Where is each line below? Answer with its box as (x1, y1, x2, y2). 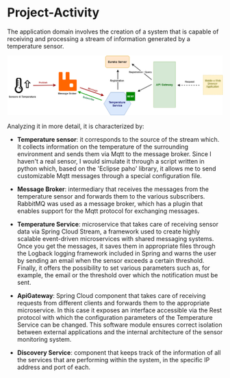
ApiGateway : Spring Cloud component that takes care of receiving (16, 292, 206, 300)
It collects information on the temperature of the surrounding (16, 142, 189, 151)
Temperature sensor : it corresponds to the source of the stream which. (16, 136, 220, 144)
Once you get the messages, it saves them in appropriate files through (16, 242, 216, 251)
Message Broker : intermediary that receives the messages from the (16, 185, 209, 193)
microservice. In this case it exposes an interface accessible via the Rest (16, 306, 222, 314)
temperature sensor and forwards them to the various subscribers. (16, 192, 205, 201)
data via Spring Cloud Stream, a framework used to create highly (16, 227, 201, 236)
